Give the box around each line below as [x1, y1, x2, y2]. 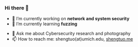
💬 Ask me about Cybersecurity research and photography [11, 31, 131, 37]
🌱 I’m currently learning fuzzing [11, 21, 78, 27]
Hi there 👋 [4, 4, 29, 11]
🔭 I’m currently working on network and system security [11, 16, 130, 22]
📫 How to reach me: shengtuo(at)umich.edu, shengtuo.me [11, 36, 133, 42]
